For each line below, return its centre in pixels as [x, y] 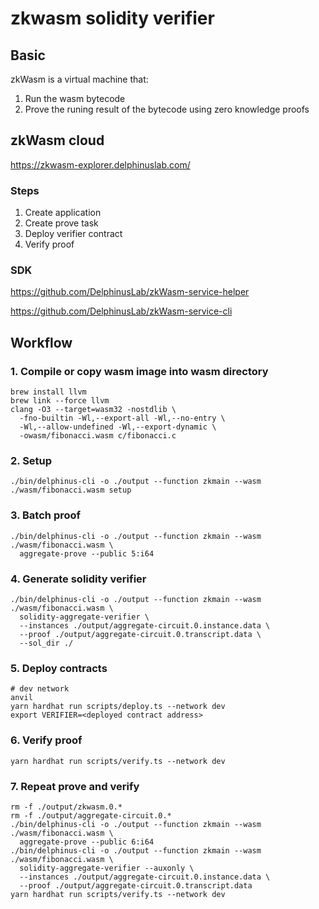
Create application [63, 213]
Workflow [41, 342]
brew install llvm [48, 392]
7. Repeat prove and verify [75, 786]
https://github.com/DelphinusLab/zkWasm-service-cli [121, 311]
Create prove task [61, 223]
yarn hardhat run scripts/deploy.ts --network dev [118, 707]
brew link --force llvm [60, 401]
